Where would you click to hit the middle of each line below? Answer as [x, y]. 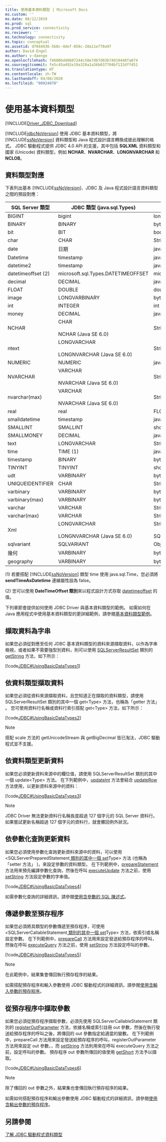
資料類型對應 [25, 175]
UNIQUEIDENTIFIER [30, 484]
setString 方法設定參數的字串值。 [39, 876]
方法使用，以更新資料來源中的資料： [42, 786]
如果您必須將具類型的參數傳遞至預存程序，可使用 [55, 927]
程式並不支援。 [20, 744]
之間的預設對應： [22, 194]
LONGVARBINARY [79, 298]
